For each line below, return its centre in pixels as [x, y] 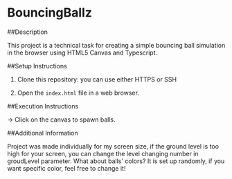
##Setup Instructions [37, 66]
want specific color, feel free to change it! [66, 168]
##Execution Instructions [43, 106]
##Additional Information [43, 133]
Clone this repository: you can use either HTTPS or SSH [97, 79]
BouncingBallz [50, 13]
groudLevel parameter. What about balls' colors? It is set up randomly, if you [116, 161]
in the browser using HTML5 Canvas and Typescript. [82, 53]
